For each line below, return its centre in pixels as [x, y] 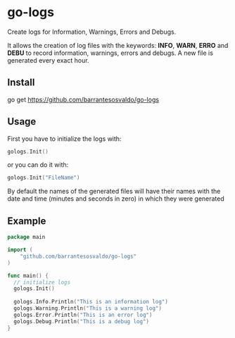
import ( [20, 250]
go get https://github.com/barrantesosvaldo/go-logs [83, 99]
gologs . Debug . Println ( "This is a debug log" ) [82, 321]
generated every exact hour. [48, 60]
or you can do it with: [38, 165]
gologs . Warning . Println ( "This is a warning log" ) [88, 308]
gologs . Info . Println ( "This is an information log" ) [91, 302]
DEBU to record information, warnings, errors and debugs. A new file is [110, 53]
